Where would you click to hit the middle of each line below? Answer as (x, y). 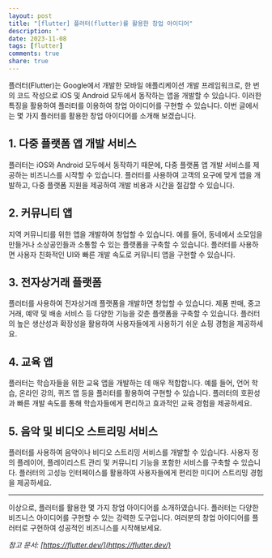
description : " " (38, 31)
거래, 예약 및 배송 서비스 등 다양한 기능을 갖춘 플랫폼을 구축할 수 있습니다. (123, 314)
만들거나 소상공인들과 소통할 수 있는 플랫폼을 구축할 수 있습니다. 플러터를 (123, 244)
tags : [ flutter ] (36, 46)
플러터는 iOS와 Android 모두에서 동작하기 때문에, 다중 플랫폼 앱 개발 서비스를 (130, 165)
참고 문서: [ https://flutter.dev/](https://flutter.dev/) (90, 545)
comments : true (34, 54)
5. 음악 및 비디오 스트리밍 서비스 (83, 431)
